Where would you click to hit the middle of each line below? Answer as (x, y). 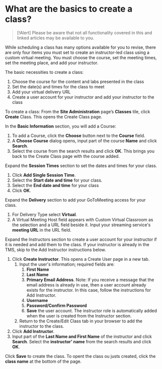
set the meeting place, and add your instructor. (52, 63)
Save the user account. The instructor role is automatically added (92, 310)
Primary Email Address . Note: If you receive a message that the (90, 280)
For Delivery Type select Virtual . (44, 214)
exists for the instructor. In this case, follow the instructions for (89, 290)
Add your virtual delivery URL (41, 92)
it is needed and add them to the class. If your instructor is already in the (77, 244)
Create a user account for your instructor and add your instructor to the (83, 97)
